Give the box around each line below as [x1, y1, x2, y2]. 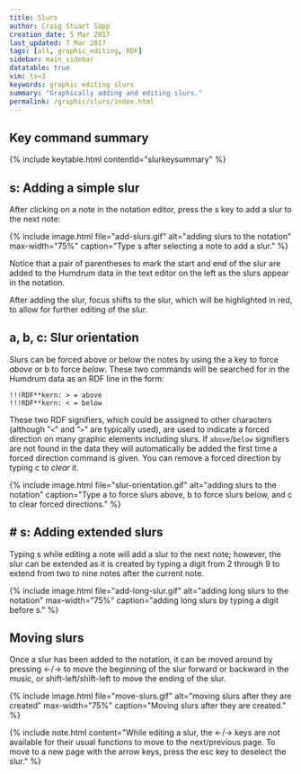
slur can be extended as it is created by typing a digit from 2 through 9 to [9, 558, 280, 569]
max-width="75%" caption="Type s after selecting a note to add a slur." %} [9, 240, 289, 251]
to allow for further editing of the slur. [9, 304, 148, 315]
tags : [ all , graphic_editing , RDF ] [9, 47, 143, 56]
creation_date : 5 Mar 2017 [9, 30, 111, 39]
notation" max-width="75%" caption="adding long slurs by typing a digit [9, 595, 279, 606]
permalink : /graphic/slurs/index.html [9, 96, 155, 106]
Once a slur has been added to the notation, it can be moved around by [9, 654, 273, 665]
